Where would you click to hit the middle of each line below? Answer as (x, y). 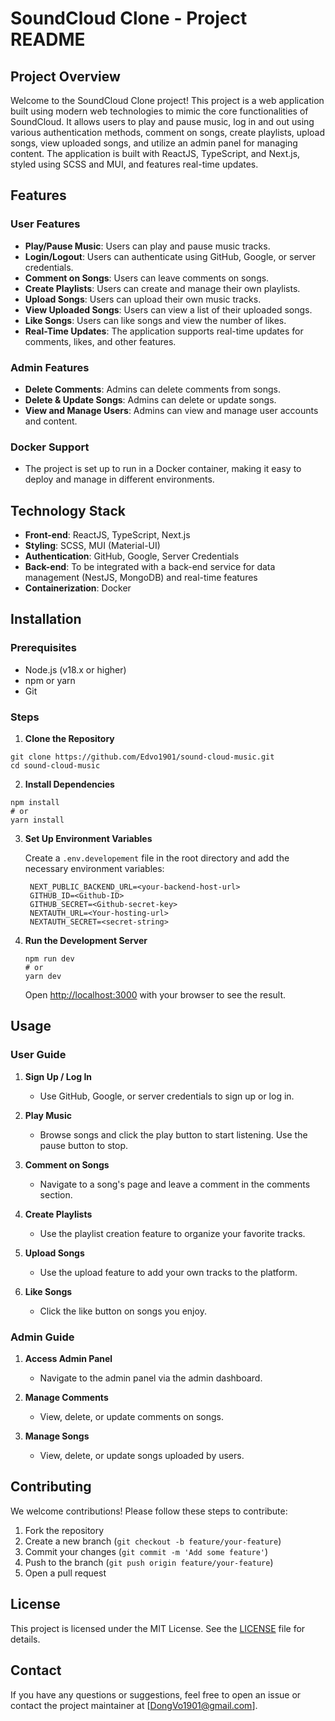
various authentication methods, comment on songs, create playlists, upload (167, 132)
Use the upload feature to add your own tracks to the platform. (168, 1272)
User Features (45, 224)
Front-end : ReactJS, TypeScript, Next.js (107, 535)
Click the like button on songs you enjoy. (123, 1311)
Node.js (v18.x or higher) (75, 669)
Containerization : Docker (78, 588)
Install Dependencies (69, 784)
